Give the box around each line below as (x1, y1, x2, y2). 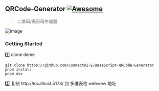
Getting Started (5, 40, 43, 47)
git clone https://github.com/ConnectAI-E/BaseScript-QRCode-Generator (5, 63, 154, 68)
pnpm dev (5, 72, 23, 76)
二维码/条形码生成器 (17, 18, 58, 24)
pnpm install (5, 67, 32, 72)
